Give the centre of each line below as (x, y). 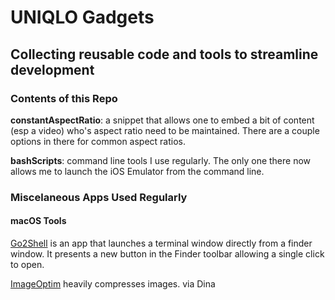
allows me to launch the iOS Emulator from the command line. (137, 171)
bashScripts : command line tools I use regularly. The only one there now (161, 160)
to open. (27, 264)
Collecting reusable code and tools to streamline (164, 54)
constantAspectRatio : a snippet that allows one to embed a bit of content (162, 120)
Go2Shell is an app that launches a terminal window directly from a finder (161, 243)
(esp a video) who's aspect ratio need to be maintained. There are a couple (165, 130)
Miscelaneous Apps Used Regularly (99, 197)
